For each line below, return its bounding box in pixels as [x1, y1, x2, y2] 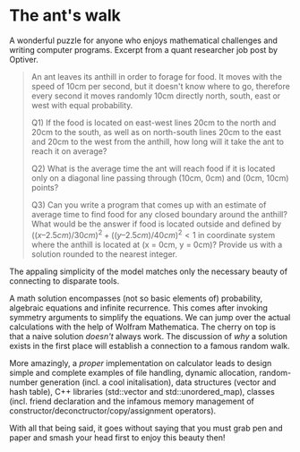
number [9, 377, 39, 388]
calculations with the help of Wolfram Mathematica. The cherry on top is [9, 321, 276, 332]
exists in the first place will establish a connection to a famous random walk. [9, 340, 290, 351]
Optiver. [9, 54, 39, 64]
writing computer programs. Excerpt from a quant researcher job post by [9, 44, 279, 55]
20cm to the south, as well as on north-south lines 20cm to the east [30, 126, 282, 137]
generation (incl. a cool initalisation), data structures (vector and [39, 377, 277, 388]
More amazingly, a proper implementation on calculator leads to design [9, 357, 272, 368]
